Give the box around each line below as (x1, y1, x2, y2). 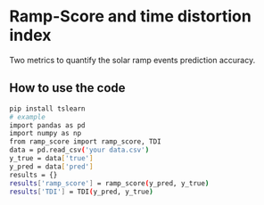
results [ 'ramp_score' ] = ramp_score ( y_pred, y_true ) (9, 178, 210, 188)
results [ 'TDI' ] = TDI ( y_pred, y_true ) (9, 187, 153, 196)
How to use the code (9, 80, 127, 95)
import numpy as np (9, 129, 82, 138)
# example (9, 112, 46, 121)
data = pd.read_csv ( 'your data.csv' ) (9, 145, 150, 155)
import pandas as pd (9, 120, 87, 130)
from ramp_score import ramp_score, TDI (9, 137, 162, 146)
